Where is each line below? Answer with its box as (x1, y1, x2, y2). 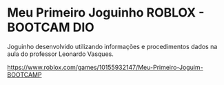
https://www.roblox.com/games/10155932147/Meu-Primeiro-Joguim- (7, 63, 203, 71)
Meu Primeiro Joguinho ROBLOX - (7, 5, 205, 21)
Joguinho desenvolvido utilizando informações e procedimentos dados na (7, 42, 218, 50)
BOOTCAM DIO (7, 19, 94, 35)
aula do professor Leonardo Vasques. (7, 50, 114, 58)
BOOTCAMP (7, 70, 42, 79)
